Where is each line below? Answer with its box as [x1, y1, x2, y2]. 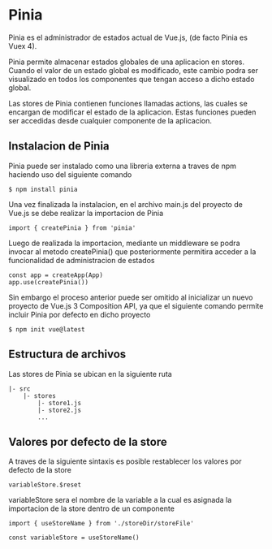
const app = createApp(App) [8, 270, 104, 279]
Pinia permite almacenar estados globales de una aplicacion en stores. [8, 57, 245, 67]
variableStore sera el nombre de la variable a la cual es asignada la [8, 495, 232, 505]
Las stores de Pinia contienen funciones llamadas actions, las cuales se [8, 98, 248, 108]
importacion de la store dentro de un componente [8, 504, 175, 513]
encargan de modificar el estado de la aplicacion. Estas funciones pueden [8, 107, 257, 117]
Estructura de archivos [8, 348, 127, 361]
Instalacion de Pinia [8, 140, 110, 153]
